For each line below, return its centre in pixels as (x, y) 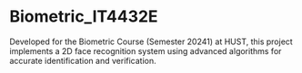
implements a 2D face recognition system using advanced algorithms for (146, 50)
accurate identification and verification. (83, 60)
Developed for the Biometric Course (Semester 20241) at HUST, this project (151, 41)
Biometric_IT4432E (84, 17)
